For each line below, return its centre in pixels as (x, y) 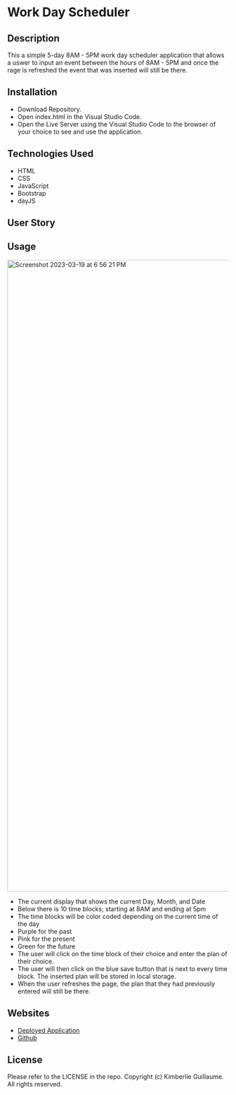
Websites (28, 1014)
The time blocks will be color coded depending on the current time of (118, 916)
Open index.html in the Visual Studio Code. (79, 116)
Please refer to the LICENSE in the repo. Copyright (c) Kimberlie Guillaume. (116, 1077)
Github (27, 1038)
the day (28, 924)
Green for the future (46, 946)
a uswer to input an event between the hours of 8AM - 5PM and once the (113, 63)
